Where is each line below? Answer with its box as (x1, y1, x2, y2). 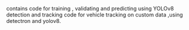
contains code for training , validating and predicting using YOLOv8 (6, 5, 174, 12)
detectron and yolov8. (6, 18, 61, 24)
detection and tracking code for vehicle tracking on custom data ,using (6, 11, 184, 18)
